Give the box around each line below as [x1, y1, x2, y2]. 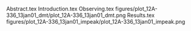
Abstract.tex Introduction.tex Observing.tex [6, 5, 114, 12]
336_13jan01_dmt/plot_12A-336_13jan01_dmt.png [6, 12, 126, 19]
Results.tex [127, 12, 155, 19]
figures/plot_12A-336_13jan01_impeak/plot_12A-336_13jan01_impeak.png [6, 18, 186, 25]
